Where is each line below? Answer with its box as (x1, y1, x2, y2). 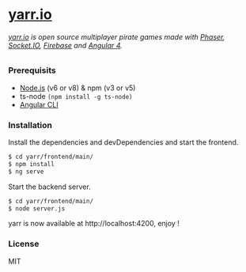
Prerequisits (8, 65, 57, 76)
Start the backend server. (8, 182, 91, 191)
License (8, 239, 40, 250)
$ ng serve (8, 168, 44, 176)
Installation (8, 119, 53, 130)
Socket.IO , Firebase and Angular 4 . (8, 40, 123, 50)
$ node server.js (8, 204, 66, 213)
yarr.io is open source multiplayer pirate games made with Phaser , (8, 32, 225, 41)
